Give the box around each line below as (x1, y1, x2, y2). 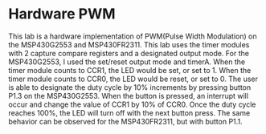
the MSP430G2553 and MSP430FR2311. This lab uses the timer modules (8, 39, 250, 49)
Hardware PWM (8, 5, 116, 23)
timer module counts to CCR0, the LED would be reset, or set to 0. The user (8, 74, 259, 83)
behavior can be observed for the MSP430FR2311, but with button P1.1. (8, 116, 243, 126)
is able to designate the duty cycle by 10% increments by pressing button (8, 82, 252, 92)
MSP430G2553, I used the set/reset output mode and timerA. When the (8, 57, 246, 67)
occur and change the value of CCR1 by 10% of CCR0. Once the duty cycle (8, 99, 256, 109)
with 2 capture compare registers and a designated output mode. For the (8, 48, 249, 58)
